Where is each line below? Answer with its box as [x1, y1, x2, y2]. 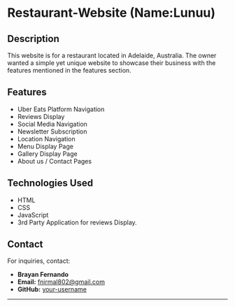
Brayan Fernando [17, 271, 69, 279]
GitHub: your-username [17, 285, 87, 294]
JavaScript [17, 210, 49, 219]
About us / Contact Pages [17, 157, 92, 165]
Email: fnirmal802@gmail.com [17, 278, 105, 286]
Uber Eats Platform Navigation [17, 105, 105, 113]
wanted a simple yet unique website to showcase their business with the [7, 59, 216, 67]
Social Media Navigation [17, 120, 87, 128]
